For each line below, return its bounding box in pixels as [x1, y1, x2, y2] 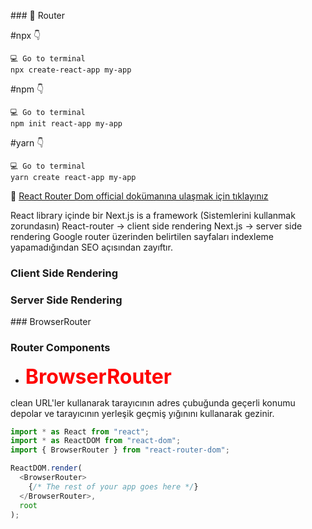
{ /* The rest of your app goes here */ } [28, 481, 199, 492]
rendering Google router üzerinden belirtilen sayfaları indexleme [10, 231, 274, 242]
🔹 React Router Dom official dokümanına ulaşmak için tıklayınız [10, 190, 269, 202]
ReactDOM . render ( [10, 463, 83, 474]
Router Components [10, 341, 111, 355]
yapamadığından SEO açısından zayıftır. [10, 241, 173, 253]
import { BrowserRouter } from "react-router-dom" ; [10, 445, 230, 455]
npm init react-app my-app [10, 119, 123, 129]
